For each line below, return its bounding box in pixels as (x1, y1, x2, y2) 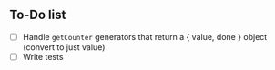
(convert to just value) (22, 41, 106, 53)
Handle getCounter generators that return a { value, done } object (22, 31, 268, 42)
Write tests (22, 51, 64, 62)
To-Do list (9, 7, 66, 23)
